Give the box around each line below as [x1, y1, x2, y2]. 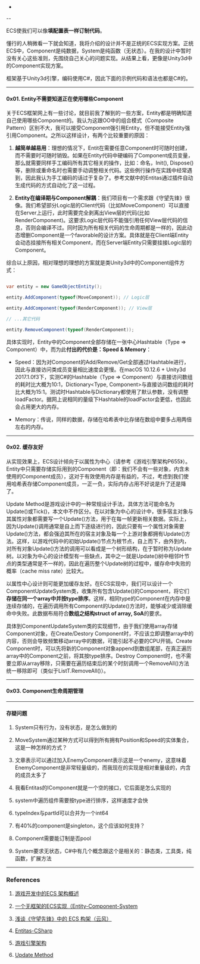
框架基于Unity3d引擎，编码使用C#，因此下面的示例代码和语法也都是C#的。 [6, 75, 192, 82]
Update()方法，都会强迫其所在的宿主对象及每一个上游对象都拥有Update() [6, 530, 186, 537]
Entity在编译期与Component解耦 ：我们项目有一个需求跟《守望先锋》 [14, 194, 185, 201]
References [6, 876, 40, 884]
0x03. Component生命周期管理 [6, 688, 84, 695]
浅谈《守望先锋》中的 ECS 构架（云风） [14, 915, 112, 922]
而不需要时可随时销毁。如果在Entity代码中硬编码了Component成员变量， [14, 152, 193, 159]
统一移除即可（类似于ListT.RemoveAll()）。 [6, 667, 109, 674]
